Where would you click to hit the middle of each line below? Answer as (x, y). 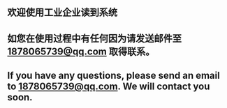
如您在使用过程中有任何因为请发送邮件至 (94, 38)
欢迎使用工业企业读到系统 (62, 13)
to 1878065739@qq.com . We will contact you (109, 87)
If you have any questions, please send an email (113, 76)
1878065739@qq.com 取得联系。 (81, 51)
